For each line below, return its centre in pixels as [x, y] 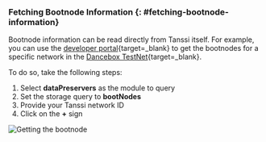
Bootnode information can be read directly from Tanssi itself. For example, [131, 40]
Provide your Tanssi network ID [72, 105]
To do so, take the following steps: [65, 73]
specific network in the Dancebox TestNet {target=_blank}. [105, 57]
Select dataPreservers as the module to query [98, 88]
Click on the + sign [51, 114]
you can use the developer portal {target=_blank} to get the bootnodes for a [134, 48]
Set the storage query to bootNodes [80, 97]
